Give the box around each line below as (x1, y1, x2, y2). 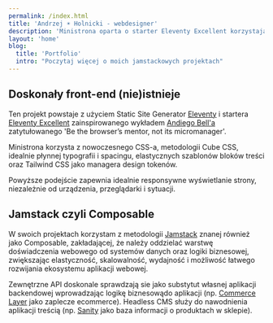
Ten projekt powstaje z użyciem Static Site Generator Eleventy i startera (8, 109, 249, 119)
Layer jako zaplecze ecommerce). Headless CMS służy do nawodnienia (8, 296, 248, 306)
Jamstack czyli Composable (8, 207, 154, 221)
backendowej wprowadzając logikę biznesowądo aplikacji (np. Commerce (8, 288, 256, 298)
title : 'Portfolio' (15, 50, 82, 58)
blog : (8, 42, 27, 50)
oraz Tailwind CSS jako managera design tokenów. (8, 159, 178, 169)
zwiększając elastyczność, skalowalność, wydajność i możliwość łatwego (8, 255, 256, 264)
